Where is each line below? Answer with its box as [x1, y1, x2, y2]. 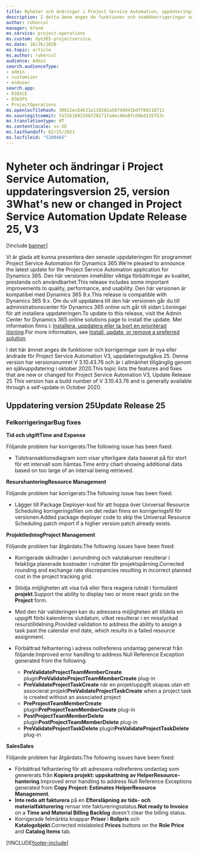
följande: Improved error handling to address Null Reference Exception [14, 651, 184, 658]
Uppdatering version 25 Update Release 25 [6, 401, 166, 411]
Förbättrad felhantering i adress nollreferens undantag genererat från [14, 645, 183, 652]
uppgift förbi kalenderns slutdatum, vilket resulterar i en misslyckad [14, 615, 179, 622]
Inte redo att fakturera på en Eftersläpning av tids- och [14, 797, 151, 804]
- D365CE [6, 91, 28, 97]
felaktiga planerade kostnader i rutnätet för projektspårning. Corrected [14, 561, 184, 568]
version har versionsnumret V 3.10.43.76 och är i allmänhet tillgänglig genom [6, 359, 192, 366]
